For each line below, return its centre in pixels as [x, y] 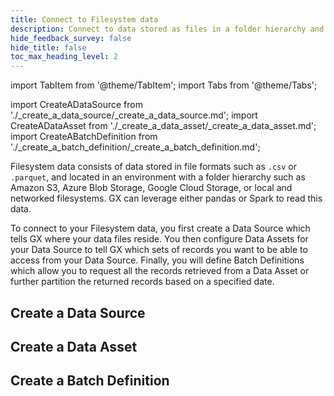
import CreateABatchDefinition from [84, 137]
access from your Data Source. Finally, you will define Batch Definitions [157, 260]
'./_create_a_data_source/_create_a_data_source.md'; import [134, 115]
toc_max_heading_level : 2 [64, 57]
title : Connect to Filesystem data [84, 19]
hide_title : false [48, 47]
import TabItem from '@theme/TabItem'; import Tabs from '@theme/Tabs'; [164, 85]
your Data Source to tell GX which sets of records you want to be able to [159, 250]
